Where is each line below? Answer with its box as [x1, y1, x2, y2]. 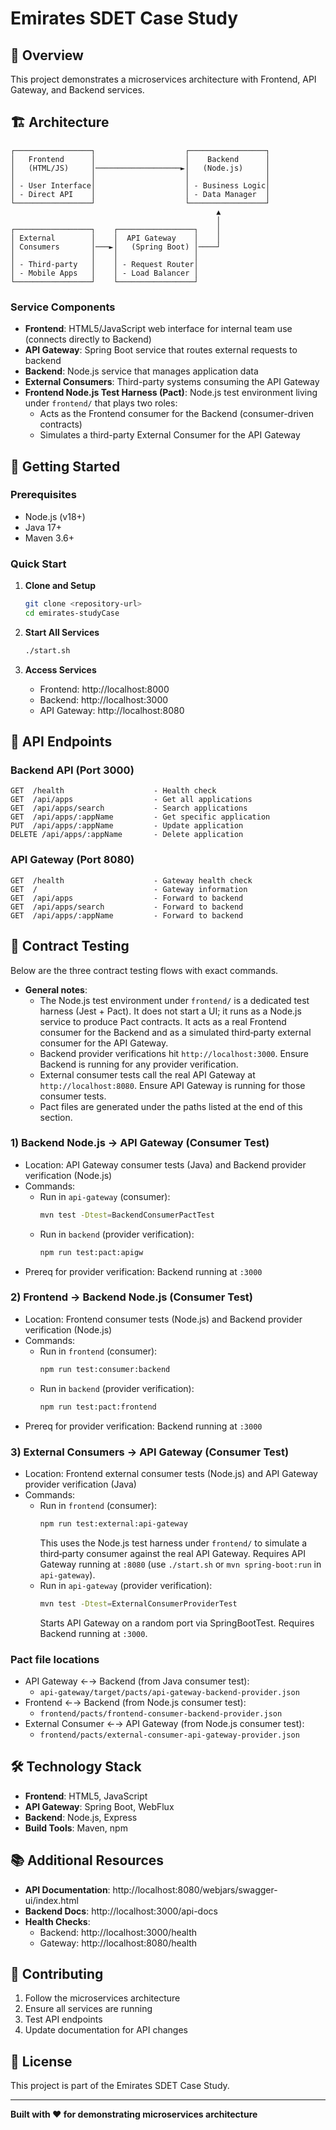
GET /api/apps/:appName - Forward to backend [10, 910, 244, 921]
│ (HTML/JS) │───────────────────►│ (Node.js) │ [10, 163, 271, 173]
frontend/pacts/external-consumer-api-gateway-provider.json [39, 1730, 300, 1740]
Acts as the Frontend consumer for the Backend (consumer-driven [39, 408, 315, 420]
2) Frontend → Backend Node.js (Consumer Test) [10, 1290, 253, 1304]
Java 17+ [24, 521, 62, 533]
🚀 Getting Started [10, 458, 121, 475]
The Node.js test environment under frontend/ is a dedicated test [39, 994, 310, 1006]
